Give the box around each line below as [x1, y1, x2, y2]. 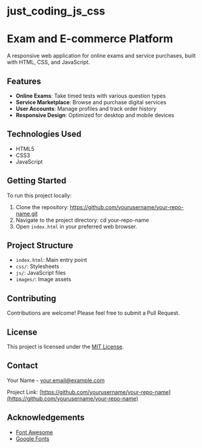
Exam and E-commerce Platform [7, 32, 173, 46]
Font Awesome [15, 429, 53, 436]
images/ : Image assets [15, 276, 72, 283]
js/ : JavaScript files [15, 269, 66, 276]
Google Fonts [15, 435, 50, 442]
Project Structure [7, 240, 73, 250]
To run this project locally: [7, 192, 72, 199]
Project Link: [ [7, 388, 42, 395]
